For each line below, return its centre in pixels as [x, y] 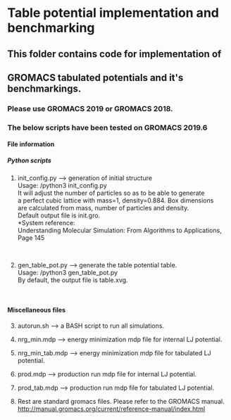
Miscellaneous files [36, 310]
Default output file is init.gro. [59, 215]
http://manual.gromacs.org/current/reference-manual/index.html [111, 409]
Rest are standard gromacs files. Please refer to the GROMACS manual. [121, 401]
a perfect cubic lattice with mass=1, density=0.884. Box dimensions [115, 201]
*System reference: [46, 223]
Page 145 [31, 238]
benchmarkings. [44, 88]
